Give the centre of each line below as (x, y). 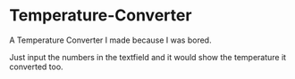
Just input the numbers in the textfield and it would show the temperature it (148, 57)
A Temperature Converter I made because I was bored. (110, 40)
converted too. (37, 67)
